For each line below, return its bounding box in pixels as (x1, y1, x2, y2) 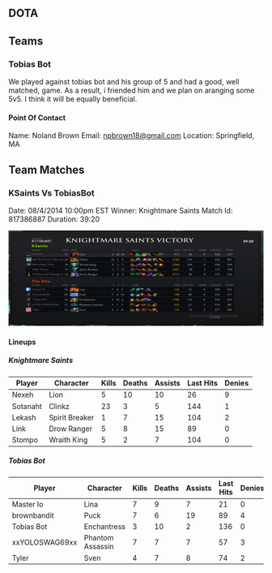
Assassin (83, 541, 115, 551)
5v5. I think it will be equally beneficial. (8, 94, 138, 104)
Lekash (11, 412, 36, 422)
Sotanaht (11, 401, 42, 411)
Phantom (83, 533, 114, 543)
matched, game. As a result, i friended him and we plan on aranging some (8, 85, 255, 96)
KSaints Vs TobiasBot (8, 187, 95, 198)
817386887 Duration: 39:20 (8, 214, 100, 224)
